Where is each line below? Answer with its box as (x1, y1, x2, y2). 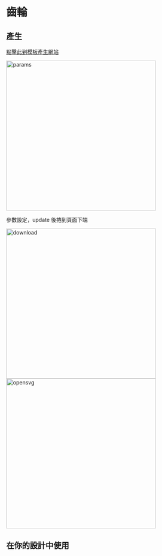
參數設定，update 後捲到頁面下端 (6, 217, 88, 223)
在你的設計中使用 (6, 540, 69, 551)
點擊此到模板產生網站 (6, 49, 59, 55)
